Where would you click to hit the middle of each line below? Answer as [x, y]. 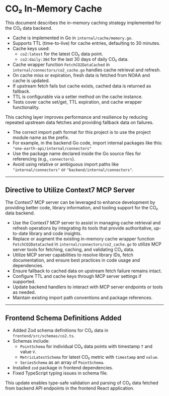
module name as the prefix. [41, 137]
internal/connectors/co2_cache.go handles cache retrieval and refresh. [87, 70]
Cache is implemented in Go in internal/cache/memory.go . [72, 38]
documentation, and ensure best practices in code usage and [76, 260]
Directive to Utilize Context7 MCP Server [70, 190]
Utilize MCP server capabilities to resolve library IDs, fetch [73, 255]
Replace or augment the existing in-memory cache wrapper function [83, 239]
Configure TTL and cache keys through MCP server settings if [77, 276]
